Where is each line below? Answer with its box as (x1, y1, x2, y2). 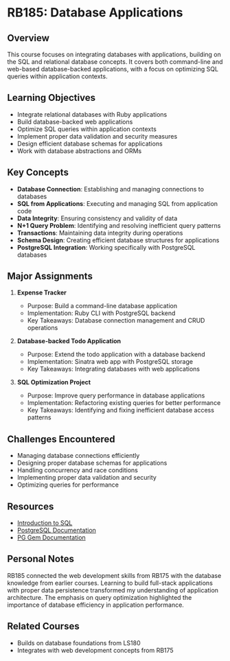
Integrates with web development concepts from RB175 (16, 646, 174, 654)
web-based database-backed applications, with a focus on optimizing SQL (7, 65, 218, 73)
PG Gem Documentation (16, 533, 86, 542)
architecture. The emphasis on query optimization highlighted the (7, 593, 192, 601)
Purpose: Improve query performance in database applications (27, 391, 205, 399)
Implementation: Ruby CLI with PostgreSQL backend (27, 309, 176, 317)
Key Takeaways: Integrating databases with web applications (27, 365, 200, 373)
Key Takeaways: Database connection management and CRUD (27, 316, 205, 325)
